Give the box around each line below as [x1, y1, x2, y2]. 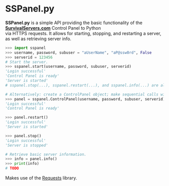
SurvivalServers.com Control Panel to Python [5, 25, 101, 31]
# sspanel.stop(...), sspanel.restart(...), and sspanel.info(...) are [5, 82, 158, 88]
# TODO [5, 166, 19, 171]
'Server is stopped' [5, 143, 49, 148]
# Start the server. [5, 59, 49, 64]
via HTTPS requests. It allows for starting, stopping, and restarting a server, [5, 30, 162, 36]
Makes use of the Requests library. [5, 175, 77, 181]
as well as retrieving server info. [5, 36, 71, 42]
